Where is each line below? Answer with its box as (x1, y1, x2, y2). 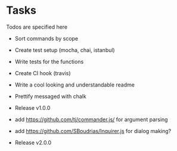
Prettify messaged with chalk (14, 93, 86, 100)
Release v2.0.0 (14, 138, 52, 146)
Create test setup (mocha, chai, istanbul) (14, 46, 115, 54)
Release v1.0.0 (14, 104, 51, 111)
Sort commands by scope (14, 35, 79, 42)
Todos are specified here (6, 23, 68, 30)
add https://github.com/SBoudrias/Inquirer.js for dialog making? (14, 127, 172, 134)
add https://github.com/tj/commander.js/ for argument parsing (14, 116, 168, 123)
